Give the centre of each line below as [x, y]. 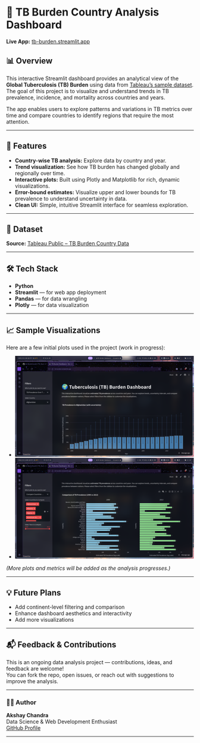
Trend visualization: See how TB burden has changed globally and [97, 167]
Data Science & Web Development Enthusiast [62, 721]
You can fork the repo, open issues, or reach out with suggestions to [90, 675]
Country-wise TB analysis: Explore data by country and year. [90, 160]
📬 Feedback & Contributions [61, 645]
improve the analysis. [32, 681]
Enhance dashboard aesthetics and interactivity [73, 613]
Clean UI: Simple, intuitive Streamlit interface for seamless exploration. [101, 205]
